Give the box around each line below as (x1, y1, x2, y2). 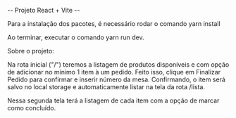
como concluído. (7, 104, 56, 112)
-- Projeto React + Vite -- (7, 6, 80, 14)
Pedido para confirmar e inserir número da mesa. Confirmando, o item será (7, 75, 225, 84)
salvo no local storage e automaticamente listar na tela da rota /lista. (7, 83, 206, 91)
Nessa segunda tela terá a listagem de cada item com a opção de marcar (7, 96, 220, 105)
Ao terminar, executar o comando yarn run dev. (7, 33, 144, 41)
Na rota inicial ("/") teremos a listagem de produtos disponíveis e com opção (7, 60, 230, 69)
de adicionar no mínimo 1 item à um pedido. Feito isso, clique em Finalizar (7, 68, 221, 76)
